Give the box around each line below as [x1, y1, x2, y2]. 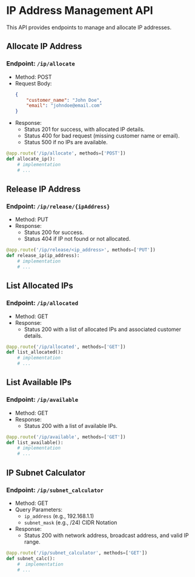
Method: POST [15, 73, 52, 81]
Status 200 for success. [24, 228, 84, 236]
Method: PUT [15, 216, 48, 223]
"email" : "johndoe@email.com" [26, 102, 102, 109]
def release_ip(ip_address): [6, 253, 80, 259]
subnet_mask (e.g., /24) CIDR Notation [24, 519, 117, 526]
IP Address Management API [6, 4, 153, 18]
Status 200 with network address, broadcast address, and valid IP [24, 532, 189, 539]
